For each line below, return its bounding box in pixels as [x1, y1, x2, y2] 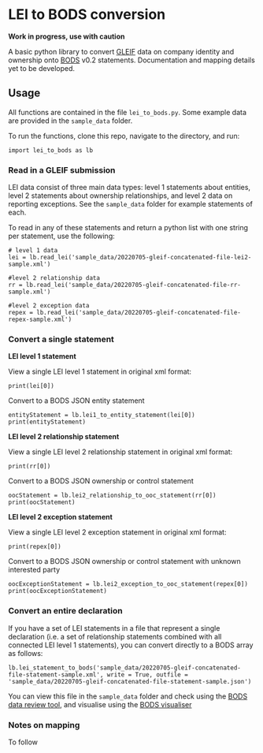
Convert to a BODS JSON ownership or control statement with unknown [8, 557, 242, 566]
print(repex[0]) [8, 542, 61, 551]
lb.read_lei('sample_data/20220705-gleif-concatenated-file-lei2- [28, 254, 252, 262]
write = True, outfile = [106, 670, 189, 679]
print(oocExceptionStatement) [8, 587, 108, 595]
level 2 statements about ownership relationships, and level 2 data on [8, 191, 233, 200]
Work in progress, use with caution [8, 32, 125, 41]
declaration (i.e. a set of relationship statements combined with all [8, 632, 222, 641]
